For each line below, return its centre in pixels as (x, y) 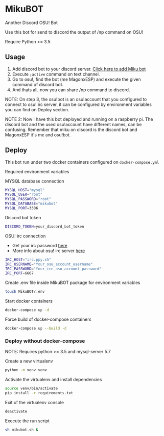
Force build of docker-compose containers (48, 319)
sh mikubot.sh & (22, 430)
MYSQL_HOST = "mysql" (25, 190)
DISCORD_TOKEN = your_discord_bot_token (45, 227)
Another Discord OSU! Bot (31, 23)
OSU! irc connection (25, 236)
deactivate (16, 411)
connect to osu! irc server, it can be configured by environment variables (78, 104)
